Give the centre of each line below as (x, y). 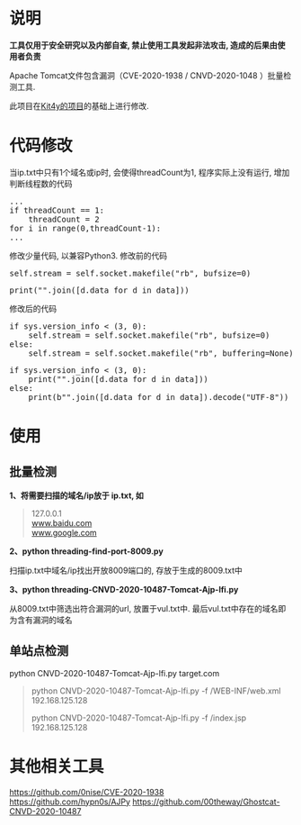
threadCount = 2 (64, 219)
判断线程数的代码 (41, 183)
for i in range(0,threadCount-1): (85, 228)
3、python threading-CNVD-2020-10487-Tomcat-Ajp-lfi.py (124, 589)
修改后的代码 (33, 308)
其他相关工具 (57, 766)
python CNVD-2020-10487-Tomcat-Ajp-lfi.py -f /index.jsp (139, 718)
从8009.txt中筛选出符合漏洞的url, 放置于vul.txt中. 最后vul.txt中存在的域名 (144, 608)
